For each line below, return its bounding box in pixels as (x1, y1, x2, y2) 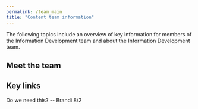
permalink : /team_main (6, 8, 62, 15)
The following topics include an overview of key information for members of (6, 30, 192, 38)
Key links (6, 81, 41, 91)
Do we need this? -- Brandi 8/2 (6, 96, 82, 104)
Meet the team (6, 60, 61, 70)
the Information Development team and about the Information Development (6, 37, 190, 44)
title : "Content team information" (6, 14, 95, 20)
